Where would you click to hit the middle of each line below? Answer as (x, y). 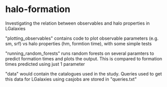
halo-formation (38, 9)
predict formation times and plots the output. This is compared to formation (84, 58)
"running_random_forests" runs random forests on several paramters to (80, 53)
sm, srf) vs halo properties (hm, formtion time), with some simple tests (78, 43)
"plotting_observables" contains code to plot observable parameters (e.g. (82, 38)
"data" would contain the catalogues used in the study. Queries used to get (83, 73)
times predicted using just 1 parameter (45, 64)
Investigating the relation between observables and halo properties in (78, 23)
